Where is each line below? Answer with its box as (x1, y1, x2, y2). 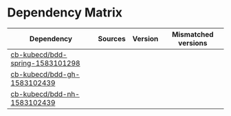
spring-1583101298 (10, 58, 80, 68)
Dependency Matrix (7, 5, 122, 21)
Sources (98, 34, 126, 43)
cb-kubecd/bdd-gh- (10, 69, 80, 79)
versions (178, 38, 208, 47)
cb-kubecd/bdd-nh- (10, 89, 80, 99)
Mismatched (171, 30, 214, 39)
